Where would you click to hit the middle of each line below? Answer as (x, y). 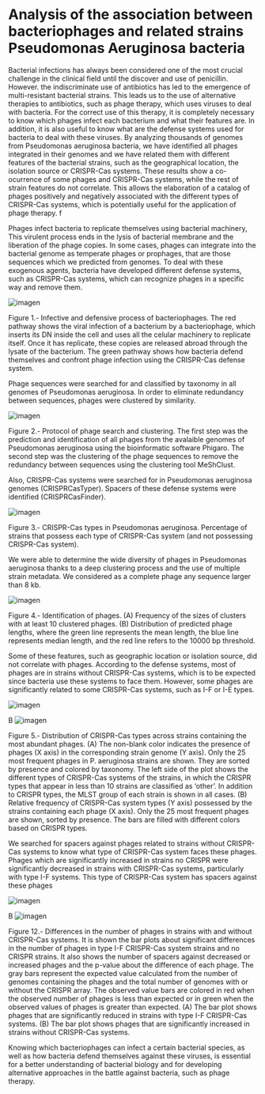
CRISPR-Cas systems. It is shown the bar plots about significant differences (132, 940)
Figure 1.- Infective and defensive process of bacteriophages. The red (122, 317)
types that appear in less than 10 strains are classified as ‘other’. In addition (131, 785)
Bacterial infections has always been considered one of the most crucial (126, 70)
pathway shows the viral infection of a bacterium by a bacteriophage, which (132, 326)
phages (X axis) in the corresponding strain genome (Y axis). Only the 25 (127, 752)
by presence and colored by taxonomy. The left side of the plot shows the (129, 769)
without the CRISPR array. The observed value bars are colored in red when (131, 990)
